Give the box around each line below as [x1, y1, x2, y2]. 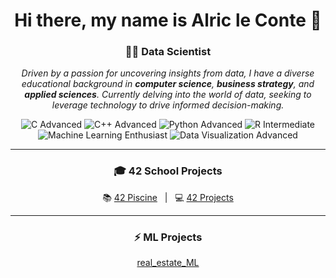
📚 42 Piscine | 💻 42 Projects [102, 191, 234, 203]
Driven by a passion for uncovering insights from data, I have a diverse [21, 67, 315, 79]
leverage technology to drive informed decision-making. [51, 99, 285, 111]
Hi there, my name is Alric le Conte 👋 [14, 9, 322, 32]
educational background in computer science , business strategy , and [21, 78, 315, 90]
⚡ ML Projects [133, 230, 203, 244]
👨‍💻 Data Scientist [124, 45, 212, 59]
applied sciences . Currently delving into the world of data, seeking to [24, 89, 312, 101]
